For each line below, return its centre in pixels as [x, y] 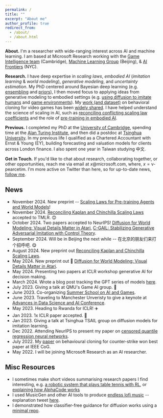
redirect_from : [21, 28]
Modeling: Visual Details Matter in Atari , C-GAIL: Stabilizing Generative [83, 228]
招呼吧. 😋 [26, 245]
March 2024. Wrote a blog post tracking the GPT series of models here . [84, 282]
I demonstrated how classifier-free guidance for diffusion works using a [84, 405]
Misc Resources [30, 367]
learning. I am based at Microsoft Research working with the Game [72, 56]
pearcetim [15, 169]
